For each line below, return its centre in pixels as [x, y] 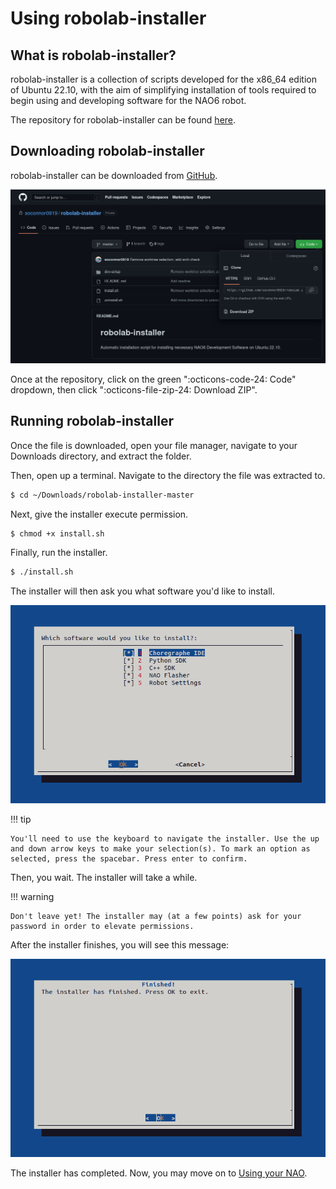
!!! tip [21, 819]
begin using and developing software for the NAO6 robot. [128, 100]
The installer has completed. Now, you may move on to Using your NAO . [159, 1173]
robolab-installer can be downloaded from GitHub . [114, 175]
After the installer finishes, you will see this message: [120, 945]
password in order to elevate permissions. [102, 927]
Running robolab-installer [92, 421]
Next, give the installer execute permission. [99, 514]
